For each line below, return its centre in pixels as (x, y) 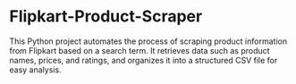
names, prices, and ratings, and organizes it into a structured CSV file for (144, 60)
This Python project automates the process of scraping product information (148, 41)
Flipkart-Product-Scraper (106, 17)
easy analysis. (35, 70)
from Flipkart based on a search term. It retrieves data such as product (140, 50)
